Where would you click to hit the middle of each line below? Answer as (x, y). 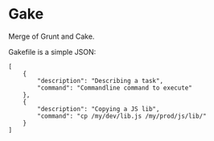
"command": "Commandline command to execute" (115, 88)
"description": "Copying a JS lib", (99, 109)
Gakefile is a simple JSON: (52, 52)
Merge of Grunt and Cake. (51, 36)
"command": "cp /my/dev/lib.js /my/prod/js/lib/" (122, 116)
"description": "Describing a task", (100, 81)
